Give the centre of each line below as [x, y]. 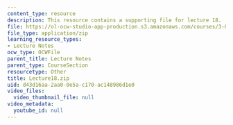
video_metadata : [31, 104]
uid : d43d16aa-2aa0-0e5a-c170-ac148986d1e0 [71, 85]
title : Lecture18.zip [38, 78]
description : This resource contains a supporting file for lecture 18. [114, 20]
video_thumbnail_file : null [54, 98]
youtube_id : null [38, 110]
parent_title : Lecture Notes [49, 59]
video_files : [26, 91]
